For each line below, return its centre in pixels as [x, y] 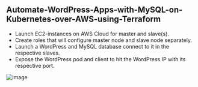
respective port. [35, 65]
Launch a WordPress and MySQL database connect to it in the [92, 46]
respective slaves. [37, 53]
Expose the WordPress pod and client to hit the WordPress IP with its [100, 59]
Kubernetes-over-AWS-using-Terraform [84, 19]
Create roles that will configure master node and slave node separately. [104, 40]
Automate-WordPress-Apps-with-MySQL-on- [94, 10]
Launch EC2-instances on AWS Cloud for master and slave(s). [92, 34]
